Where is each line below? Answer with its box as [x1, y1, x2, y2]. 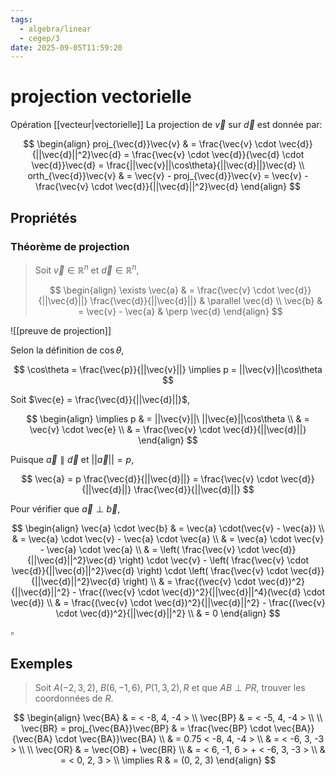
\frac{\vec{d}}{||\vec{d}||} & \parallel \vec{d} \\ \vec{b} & [89, 294, 323, 306]
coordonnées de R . [34, 692, 114, 705]
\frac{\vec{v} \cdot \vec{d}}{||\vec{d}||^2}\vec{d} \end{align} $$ [35, 181, 301, 193]
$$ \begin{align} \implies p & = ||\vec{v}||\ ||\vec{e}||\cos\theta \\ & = [26, 412, 310, 425]
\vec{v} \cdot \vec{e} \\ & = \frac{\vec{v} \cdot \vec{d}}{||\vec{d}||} [29, 423, 307, 435]
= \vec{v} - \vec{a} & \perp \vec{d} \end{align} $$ [78, 305, 283, 317]
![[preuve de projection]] [10, 324, 112, 336]
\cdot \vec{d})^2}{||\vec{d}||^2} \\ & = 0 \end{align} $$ [55, 607, 281, 619]
